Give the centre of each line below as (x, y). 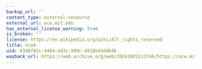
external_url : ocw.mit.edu (40, 23)
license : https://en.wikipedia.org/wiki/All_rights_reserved (84, 40)
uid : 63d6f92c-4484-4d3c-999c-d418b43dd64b (62, 51)
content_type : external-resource (48, 17)
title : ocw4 (21, 46)
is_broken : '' (24, 34)
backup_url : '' (25, 12)
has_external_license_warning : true (52, 28)
